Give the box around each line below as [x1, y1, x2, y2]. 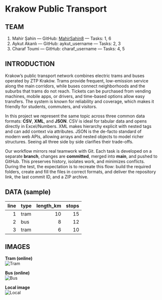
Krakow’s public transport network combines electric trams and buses [5, 73, 145, 79]
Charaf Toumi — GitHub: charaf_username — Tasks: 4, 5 [12, 46, 125, 51]
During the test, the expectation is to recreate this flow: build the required [5, 163, 151, 169]
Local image [5, 284, 30, 290]
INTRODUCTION [5, 60, 55, 68]
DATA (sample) [5, 188, 51, 196]
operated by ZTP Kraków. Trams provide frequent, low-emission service [5, 78, 148, 83]
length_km [36, 202, 61, 209]
